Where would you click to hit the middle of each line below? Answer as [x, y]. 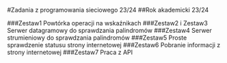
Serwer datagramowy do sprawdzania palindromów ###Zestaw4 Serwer [109, 30]
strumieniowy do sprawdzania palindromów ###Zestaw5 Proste [97, 38]
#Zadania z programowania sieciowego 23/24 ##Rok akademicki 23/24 [108, 10]
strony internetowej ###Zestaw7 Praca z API [70, 52]
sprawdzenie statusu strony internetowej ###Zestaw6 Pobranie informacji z [114, 45]
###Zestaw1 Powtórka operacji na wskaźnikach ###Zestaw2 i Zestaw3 [108, 23]
